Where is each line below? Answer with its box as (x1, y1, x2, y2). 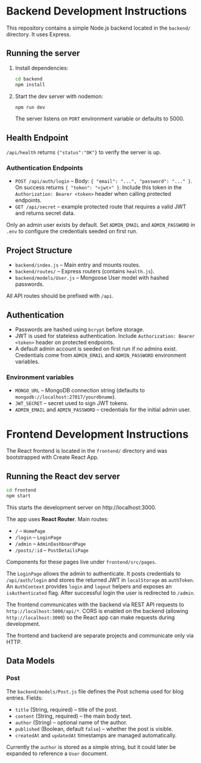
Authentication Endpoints (6, 164, 83, 172)
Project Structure (6, 245, 72, 255)
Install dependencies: (14, 64, 69, 71)
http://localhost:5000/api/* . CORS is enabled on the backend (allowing (6, 607, 188, 614)
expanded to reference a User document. (6, 750, 108, 757)
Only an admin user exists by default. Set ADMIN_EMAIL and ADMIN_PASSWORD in (6, 221, 196, 229)
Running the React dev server (6, 471, 121, 481)
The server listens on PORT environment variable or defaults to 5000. (14, 115, 185, 122)
